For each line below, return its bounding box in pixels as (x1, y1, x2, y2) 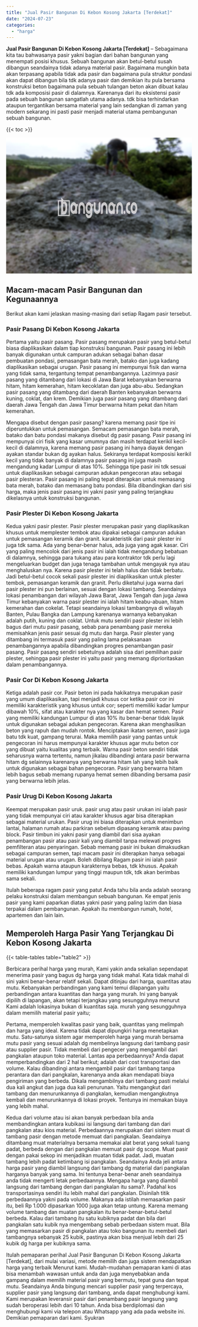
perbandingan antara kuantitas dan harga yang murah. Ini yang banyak (6, 990, 178, 997)
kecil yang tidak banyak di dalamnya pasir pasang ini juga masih (6, 457, 162, 464)
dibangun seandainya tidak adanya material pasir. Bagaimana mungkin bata (6, 64, 190, 71)
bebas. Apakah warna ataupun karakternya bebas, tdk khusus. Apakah (6, 862, 178, 869)
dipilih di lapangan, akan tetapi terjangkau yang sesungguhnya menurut (6, 997, 180, 1004)
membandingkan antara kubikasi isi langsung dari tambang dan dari (6, 1120, 171, 1127)
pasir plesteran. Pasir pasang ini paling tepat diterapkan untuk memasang (6, 475, 185, 483)
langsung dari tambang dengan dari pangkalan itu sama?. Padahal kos (6, 1183, 177, 1190)
